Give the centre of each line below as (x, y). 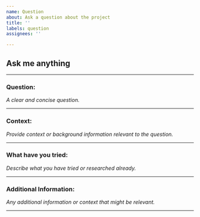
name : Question (25, 12)
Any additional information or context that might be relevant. (81, 202)
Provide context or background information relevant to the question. (90, 134)
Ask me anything (38, 63)
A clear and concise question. (43, 100)
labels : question (28, 28)
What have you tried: (37, 155)
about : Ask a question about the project (58, 17)
